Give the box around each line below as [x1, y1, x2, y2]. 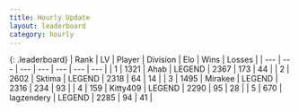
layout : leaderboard [9, 22, 87, 30]
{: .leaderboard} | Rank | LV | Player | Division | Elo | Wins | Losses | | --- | [9, 55, 281, 65]
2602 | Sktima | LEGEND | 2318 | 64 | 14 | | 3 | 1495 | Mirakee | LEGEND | [9, 73, 278, 84]
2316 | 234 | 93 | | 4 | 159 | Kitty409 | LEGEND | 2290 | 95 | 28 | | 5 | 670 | [9, 82, 283, 94]
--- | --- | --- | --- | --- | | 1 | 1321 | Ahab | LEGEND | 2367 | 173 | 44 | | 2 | [19, 64, 290, 74]
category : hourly [9, 30, 75, 39]
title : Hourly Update [9, 13, 91, 22]
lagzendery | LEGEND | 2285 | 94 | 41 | [9, 92, 153, 103]
